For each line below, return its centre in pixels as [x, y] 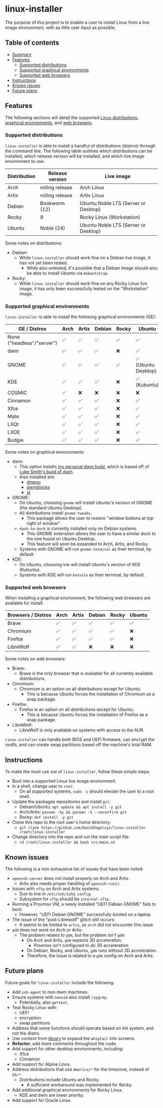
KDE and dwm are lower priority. [52, 1095]
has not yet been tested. [43, 262]
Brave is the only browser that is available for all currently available [86, 673]
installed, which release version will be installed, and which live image [75, 156]
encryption [30, 1018]
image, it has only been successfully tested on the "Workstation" [84, 288]
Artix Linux [92, 195]
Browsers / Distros [30, 615]
